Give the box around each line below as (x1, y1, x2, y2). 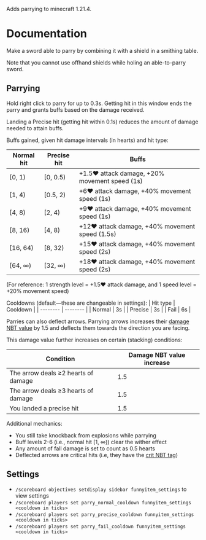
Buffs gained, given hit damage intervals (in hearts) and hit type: (6, 136, 169, 144)
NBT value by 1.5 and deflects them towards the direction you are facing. (6, 324, 190, 331)
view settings (15, 491, 49, 499)
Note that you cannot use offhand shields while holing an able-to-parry (6, 58, 186, 66)
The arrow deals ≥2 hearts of (9, 369, 94, 377)
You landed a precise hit (9, 404, 79, 412)
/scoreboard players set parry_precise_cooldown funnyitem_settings (15, 511, 194, 518)
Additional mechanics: (6, 420, 63, 427)
